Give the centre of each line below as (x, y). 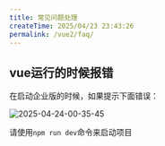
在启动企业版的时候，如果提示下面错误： (84, 96)
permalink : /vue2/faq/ (52, 34)
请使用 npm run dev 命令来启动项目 (71, 133)
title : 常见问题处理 (43, 17)
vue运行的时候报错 (61, 73)
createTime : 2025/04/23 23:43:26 (72, 26)
